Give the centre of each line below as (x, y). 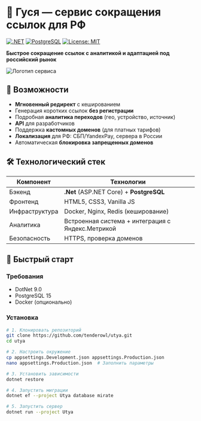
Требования (25, 276)
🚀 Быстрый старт (40, 259)
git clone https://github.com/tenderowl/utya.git (69, 335)
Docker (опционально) (43, 302)
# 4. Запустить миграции (37, 390)
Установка (22, 318)
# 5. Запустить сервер (34, 407)
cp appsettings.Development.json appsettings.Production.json (85, 358)
